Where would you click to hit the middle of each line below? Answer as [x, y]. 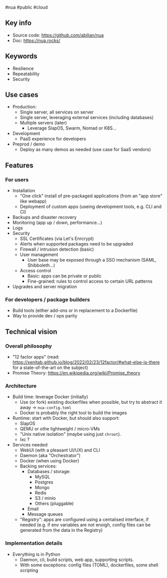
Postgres [44, 482]
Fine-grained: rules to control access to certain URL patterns [90, 281]
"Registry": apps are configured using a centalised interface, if [84, 520]
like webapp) [33, 201]
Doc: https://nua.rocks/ [36, 40]
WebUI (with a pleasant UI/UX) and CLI [60, 450]
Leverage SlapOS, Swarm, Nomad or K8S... [72, 128]
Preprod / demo [28, 144]
